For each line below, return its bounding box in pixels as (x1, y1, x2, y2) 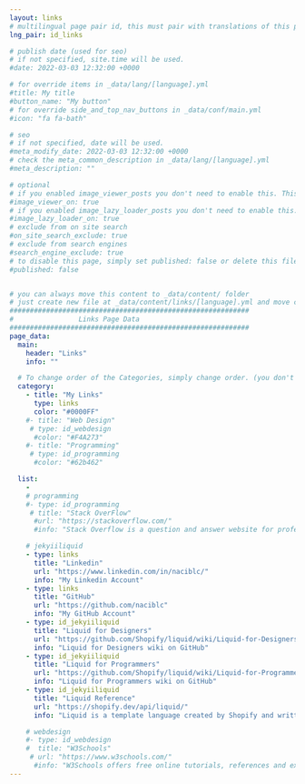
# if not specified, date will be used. (9, 138, 165, 148)
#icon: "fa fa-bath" (9, 114, 88, 123)
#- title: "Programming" (25, 441, 120, 450)
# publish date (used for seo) (9, 46, 128, 55)
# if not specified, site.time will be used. (9, 55, 184, 65)
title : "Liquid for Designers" (33, 626, 152, 635)
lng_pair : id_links (9, 30, 84, 39)
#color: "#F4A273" (33, 433, 103, 442)
